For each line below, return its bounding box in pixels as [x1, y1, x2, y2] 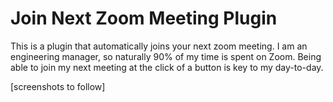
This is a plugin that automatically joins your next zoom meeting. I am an [10, 40, 308, 52]
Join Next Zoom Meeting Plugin [10, 7, 278, 30]
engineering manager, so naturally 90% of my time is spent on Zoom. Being [10, 50, 322, 62]
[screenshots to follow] [10, 80, 106, 92]
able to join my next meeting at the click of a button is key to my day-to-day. [10, 61, 324, 73]
